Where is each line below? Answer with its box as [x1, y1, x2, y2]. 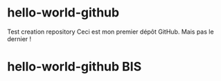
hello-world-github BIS [7, 59, 142, 75]
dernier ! [7, 34, 32, 43]
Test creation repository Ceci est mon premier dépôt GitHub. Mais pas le [7, 27, 214, 36]
